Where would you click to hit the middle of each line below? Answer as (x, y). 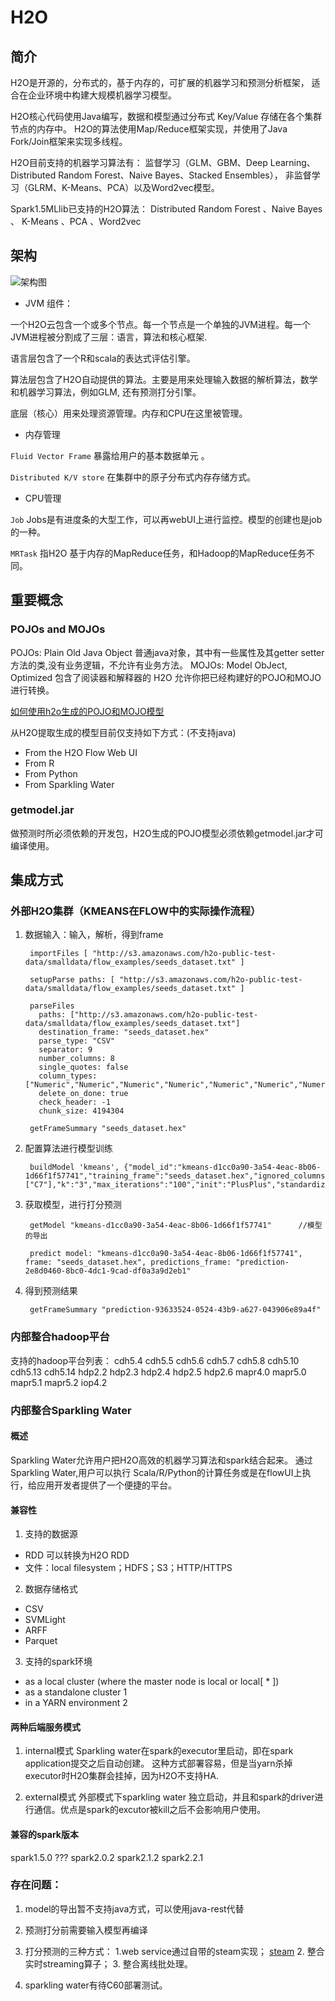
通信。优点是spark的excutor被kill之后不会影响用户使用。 (150, 1810)
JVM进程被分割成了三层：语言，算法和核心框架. (109, 337)
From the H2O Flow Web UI (81, 752)
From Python (51, 773)
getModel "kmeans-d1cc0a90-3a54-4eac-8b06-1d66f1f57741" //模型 (176, 1226)
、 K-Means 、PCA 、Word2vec (76, 221)
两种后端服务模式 (45, 1727)
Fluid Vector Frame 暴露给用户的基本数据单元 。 (110, 455)
